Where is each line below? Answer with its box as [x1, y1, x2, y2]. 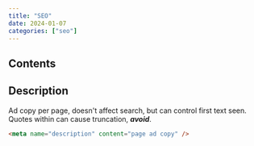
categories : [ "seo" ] [8, 27, 78, 35]
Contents [8, 56, 56, 70]
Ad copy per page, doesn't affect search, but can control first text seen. [8, 106, 248, 115]
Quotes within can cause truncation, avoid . [8, 114, 152, 123]
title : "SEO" [8, 11, 52, 20]
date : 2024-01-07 [8, 19, 67, 27]
